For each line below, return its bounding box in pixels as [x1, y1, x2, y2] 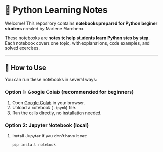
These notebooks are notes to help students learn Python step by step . [5, 35, 150, 41]
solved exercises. [5, 45, 40, 51]
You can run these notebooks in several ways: [5, 76, 97, 82]
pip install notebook [12, 142, 56, 147]
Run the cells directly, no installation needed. [12, 110, 102, 116]
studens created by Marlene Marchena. [5, 25, 85, 31]
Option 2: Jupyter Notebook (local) [5, 122, 89, 129]
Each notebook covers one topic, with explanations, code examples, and [5, 40, 150, 46]
